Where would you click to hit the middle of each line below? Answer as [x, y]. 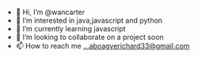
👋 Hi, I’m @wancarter [50, 12]
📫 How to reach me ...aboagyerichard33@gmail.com [103, 46]
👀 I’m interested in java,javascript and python [89, 20]
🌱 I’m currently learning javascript [70, 29]
